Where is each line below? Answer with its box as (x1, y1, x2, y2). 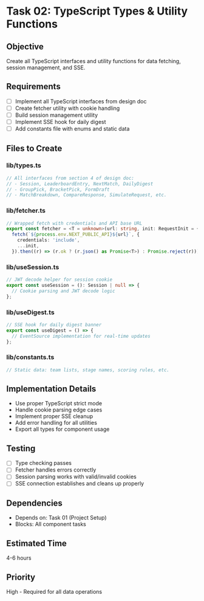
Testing (6, 443, 36, 453)
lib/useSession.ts (6, 263, 59, 271)
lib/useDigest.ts (6, 308, 55, 317)
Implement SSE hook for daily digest (15, 118, 106, 125)
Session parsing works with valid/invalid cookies (15, 473, 137, 481)
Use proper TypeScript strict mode (15, 400, 102, 407)
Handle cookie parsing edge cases (15, 406, 103, 414)
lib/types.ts (6, 161, 41, 170)
